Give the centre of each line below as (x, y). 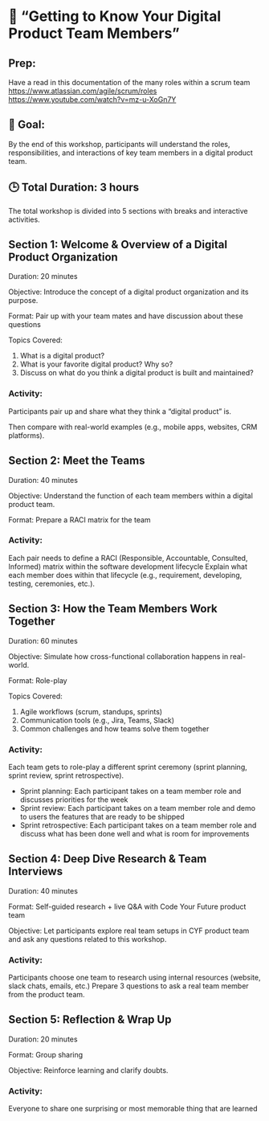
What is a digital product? (62, 356)
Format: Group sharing (46, 1054)
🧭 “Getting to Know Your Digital (115, 16)
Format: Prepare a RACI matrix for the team (79, 520)
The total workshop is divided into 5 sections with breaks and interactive (128, 211)
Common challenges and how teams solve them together (114, 728)
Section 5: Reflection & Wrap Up (90, 1020)
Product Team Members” (94, 33)
